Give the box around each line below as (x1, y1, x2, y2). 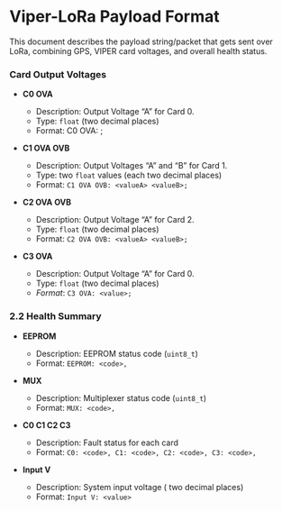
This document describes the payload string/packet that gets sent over (9, 36, 273, 47)
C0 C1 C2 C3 (22, 419, 71, 430)
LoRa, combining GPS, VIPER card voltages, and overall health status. (9, 45, 268, 56)
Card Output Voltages (9, 68, 106, 80)
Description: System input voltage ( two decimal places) (35, 481, 244, 492)
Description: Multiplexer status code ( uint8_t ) (35, 392, 207, 403)
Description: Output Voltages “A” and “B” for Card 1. (35, 160, 228, 171)
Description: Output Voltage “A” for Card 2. (35, 214, 196, 225)
